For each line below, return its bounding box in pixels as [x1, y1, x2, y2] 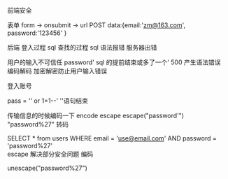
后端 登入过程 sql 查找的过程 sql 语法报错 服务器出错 [7, 43, 157, 51]
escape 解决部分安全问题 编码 [7, 150, 94, 158]
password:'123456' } [7, 29, 67, 37]
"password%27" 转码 [7, 120, 69, 128]
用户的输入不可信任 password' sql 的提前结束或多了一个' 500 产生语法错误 [7, 58, 221, 66]
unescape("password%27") [7, 164, 87, 172]
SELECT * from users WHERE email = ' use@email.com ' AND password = [7, 134, 217, 142]
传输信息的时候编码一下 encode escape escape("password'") [7, 111, 184, 120]
